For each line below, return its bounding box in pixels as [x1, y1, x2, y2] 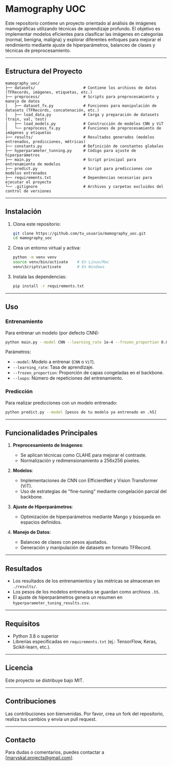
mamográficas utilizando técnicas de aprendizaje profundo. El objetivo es [5, 25, 160, 31]
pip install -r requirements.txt [12, 283, 84, 289]
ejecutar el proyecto [5, 179, 52, 185]
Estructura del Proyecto [5, 67, 83, 76]
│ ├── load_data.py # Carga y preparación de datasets [5, 112, 159, 117]
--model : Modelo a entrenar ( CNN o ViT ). [12, 359, 96, 365]
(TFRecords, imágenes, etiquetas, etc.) [5, 89, 93, 95]
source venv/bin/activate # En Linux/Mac [12, 260, 110, 265]
